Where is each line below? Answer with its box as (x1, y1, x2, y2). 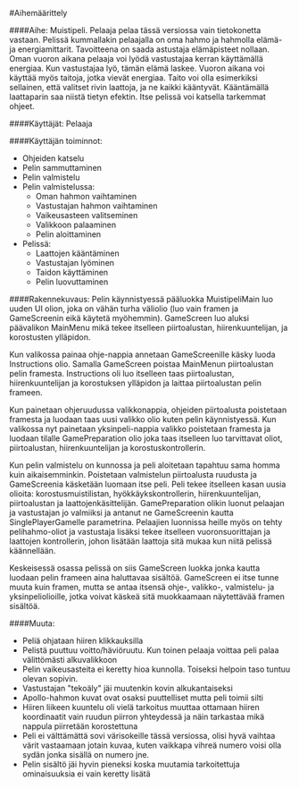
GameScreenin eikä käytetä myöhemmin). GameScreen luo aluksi (9, 313, 250, 323)
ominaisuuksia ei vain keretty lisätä (21, 768, 151, 779)
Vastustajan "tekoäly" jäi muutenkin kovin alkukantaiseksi (21, 683, 234, 693)
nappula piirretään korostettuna (21, 721, 138, 732)
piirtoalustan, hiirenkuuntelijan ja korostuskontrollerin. (9, 443, 206, 453)
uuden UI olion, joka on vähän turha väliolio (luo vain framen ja (9, 303, 239, 314)
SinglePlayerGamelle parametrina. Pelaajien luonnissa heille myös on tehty (9, 517, 283, 527)
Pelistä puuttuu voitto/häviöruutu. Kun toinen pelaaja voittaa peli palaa (21, 645, 279, 656)
